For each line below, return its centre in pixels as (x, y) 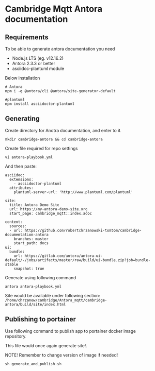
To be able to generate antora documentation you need (60, 49)
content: (14, 222)
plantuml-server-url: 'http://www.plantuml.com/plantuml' (73, 192)
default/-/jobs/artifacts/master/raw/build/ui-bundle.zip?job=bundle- (78, 260)
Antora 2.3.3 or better (34, 63)
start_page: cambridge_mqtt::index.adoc (51, 213)
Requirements (27, 37)
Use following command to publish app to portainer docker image (70, 331)
